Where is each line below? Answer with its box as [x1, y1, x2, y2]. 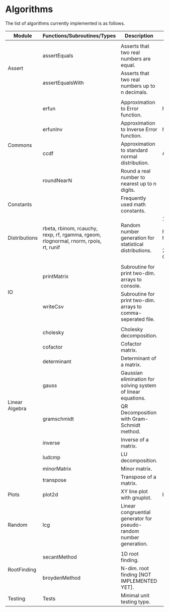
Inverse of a [120, 436, 149, 443]
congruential [120, 509, 151, 516]
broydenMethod [42, 574, 80, 581]
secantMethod [42, 553, 77, 561]
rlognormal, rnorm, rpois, [42, 237, 102, 244]
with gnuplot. [120, 494, 152, 501]
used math [120, 201, 146, 208]
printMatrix [42, 272, 69, 280]
